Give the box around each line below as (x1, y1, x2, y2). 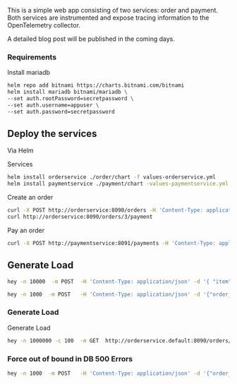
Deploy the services (7, 128, 97, 140)
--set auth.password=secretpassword (7, 108, 115, 115)
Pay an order (7, 226, 44, 234)
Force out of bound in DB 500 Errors (7, 354, 133, 364)
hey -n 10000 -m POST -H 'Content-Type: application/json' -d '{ (7, 278, 210, 285)
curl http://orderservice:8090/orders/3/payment (7, 213, 153, 221)
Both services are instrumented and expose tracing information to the (7, 13, 209, 22)
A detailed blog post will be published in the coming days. (7, 35, 175, 43)
